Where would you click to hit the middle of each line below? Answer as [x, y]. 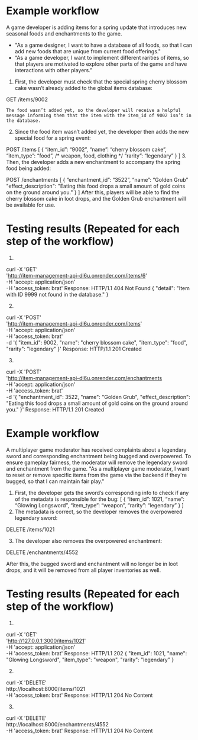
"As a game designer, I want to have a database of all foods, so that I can [103, 45]
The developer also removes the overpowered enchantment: [88, 540]
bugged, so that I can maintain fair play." [55, 481]
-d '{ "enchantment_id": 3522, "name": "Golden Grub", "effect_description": [98, 397]
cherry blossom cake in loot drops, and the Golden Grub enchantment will [96, 198]
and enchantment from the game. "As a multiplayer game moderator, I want [98, 468]
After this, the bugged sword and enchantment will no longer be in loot [92, 564]
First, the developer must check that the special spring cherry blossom [101, 82]
